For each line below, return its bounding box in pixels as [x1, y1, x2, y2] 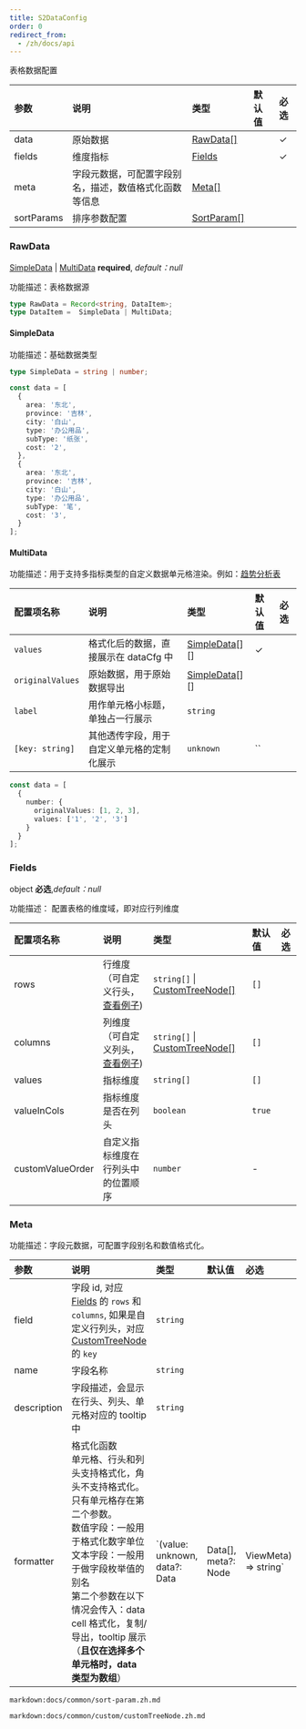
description [14, 1401, 63, 1414]
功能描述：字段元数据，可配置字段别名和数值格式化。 [9, 1239, 209, 1250]
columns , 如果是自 [71, 1308, 146, 1321]
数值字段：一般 [71, 1521, 136, 1534]
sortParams [14, 211, 64, 224]
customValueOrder [14, 1162, 94, 1175]
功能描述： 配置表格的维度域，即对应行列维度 [9, 902, 179, 913]
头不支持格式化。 [71, 1480, 145, 1493]
